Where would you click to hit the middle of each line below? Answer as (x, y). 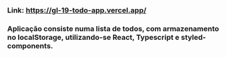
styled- (193, 37)
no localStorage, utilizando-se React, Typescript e (94, 37)
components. (30, 45)
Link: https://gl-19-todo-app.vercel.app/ (77, 10)
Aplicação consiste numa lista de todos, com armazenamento (113, 28)
